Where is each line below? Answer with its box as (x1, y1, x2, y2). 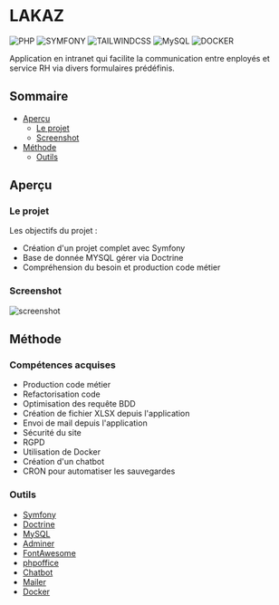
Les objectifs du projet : (9, 226, 98, 236)
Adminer (22, 538, 55, 549)
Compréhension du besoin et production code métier (22, 262, 221, 273)
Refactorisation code (22, 389, 101, 399)
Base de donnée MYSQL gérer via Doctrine (22, 253, 184, 264)
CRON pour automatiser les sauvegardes (22, 466, 176, 476)
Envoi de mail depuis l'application (22, 418, 148, 428)
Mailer (22, 576, 47, 587)
